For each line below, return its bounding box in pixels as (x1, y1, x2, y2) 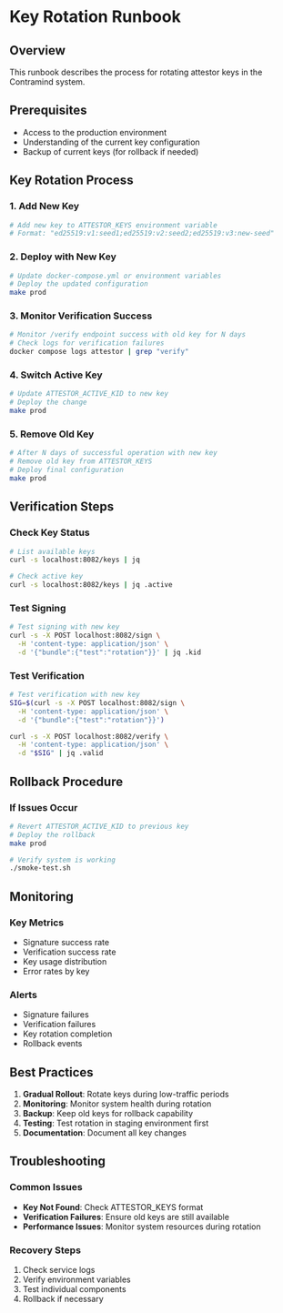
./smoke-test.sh (9, 864, 71, 873)
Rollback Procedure (9, 773, 124, 789)
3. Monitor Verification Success (9, 309, 153, 322)
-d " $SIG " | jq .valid (17, 749, 104, 758)
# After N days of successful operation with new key (9, 449, 218, 458)
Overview (9, 43, 66, 58)
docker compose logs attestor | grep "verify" (9, 348, 189, 357)
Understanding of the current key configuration (22, 136, 200, 147)
